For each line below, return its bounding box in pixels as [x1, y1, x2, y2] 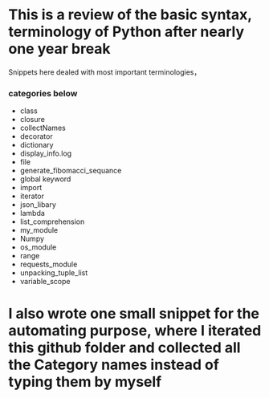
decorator [19, 132, 54, 141]
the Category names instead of [8, 355, 219, 374]
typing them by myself [8, 373, 162, 391]
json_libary [19, 200, 56, 209]
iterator [19, 191, 45, 201]
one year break [8, 40, 111, 58]
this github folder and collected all [8, 339, 241, 357]
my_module [19, 225, 59, 235]
